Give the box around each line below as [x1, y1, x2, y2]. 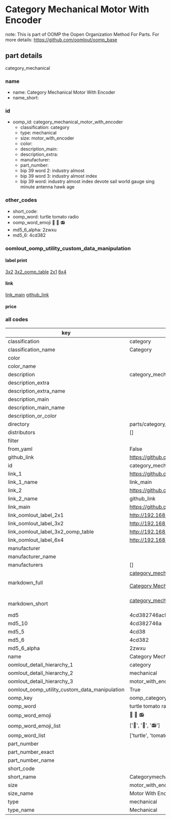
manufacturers [8, 561, 43, 568]
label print [5, 257, 27, 263]
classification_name [8, 346, 55, 353]
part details [5, 51, 43, 60]
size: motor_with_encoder [20, 135, 75, 141]
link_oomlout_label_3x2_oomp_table [8, 528, 94, 535]
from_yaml [8, 445, 33, 452]
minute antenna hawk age [20, 184, 75, 190]
